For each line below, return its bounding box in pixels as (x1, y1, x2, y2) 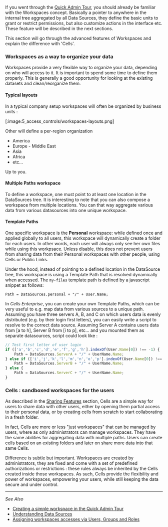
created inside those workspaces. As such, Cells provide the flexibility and (5, 471, 158, 477)
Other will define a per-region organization (5, 128, 93, 134)
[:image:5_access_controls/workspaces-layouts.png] (5, 118, 114, 124)
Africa (12, 153, 25, 159)
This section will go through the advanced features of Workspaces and (5, 35, 151, 41)
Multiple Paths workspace (5, 180, 61, 186)
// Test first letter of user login (5, 342, 81, 347)
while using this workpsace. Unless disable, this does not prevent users (5, 246, 152, 252)
